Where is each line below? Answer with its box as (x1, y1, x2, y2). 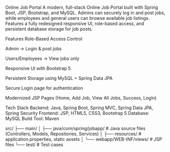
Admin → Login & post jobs (5, 46, 62, 51)
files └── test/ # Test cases (5, 142, 63, 147)
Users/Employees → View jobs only (5, 55, 80, 62)
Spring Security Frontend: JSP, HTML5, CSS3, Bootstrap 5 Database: (5, 110, 150, 116)
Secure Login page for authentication (5, 85, 83, 91)
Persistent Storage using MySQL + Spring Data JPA (5, 75, 113, 81)
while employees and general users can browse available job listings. (5, 15, 150, 21)
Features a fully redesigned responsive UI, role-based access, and (5, 20, 145, 26)
